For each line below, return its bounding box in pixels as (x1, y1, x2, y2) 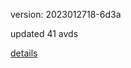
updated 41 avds (10, 28, 79, 39)
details (10, 47, 38, 59)
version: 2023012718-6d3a (10, 9, 122, 20)
